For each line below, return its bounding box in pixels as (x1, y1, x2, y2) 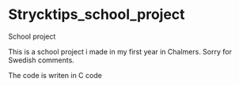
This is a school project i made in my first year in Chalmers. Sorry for (8, 47, 232, 56)
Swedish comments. (8, 55, 75, 65)
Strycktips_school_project (8, 6, 185, 24)
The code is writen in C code (8, 70, 103, 80)
